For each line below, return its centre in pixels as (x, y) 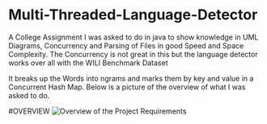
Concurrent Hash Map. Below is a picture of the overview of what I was (127, 87)
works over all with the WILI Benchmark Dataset (88, 63)
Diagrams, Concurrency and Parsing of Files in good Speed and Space (126, 45)
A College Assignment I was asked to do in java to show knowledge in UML (133, 37)
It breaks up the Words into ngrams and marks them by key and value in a (131, 78)
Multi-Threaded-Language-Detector (133, 15)
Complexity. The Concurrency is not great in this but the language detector (133, 54)
